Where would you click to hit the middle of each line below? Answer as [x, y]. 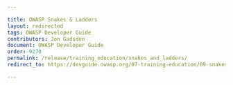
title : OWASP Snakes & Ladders [52, 19]
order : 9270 [24, 52]
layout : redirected [35, 26]
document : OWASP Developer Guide [55, 46]
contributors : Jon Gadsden [46, 39]
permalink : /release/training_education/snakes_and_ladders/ [97, 58]
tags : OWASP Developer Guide [49, 32]
